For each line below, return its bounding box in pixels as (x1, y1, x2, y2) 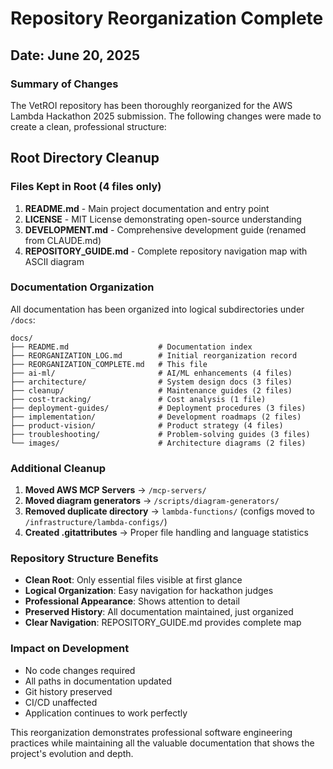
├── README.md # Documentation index (10, 342, 253, 352)
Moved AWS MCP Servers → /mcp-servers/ (24, 484, 207, 496)
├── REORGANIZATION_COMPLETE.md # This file (10, 359, 208, 369)
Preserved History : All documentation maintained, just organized (24, 606, 294, 618)
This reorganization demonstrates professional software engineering (10, 726, 293, 738)
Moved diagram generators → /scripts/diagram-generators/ (24, 495, 280, 507)
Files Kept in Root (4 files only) (10, 180, 162, 194)
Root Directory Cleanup (10, 150, 160, 167)
